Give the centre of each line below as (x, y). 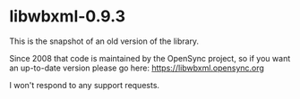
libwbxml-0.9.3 (68, 16)
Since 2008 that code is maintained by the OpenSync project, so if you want (150, 58)
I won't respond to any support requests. (84, 85)
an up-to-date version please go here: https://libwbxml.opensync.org (137, 68)
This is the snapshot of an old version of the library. (104, 41)
